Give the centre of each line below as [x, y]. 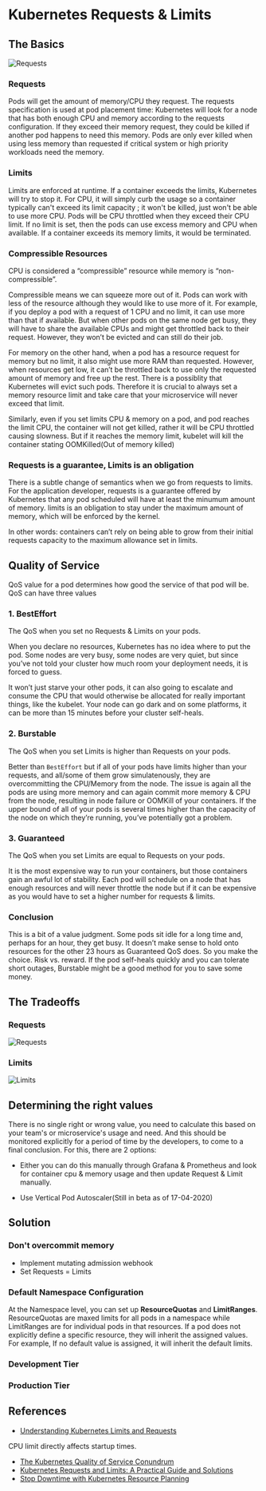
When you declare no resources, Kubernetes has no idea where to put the [129, 647]
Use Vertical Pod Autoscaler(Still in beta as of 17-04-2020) [116, 1197]
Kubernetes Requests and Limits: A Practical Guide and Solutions [126, 1469]
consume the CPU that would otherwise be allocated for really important [127, 696]
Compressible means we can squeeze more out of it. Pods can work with [128, 295]
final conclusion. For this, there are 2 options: [82, 1149]
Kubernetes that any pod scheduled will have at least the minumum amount [132, 500]
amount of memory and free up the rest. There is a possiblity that [115, 378]
